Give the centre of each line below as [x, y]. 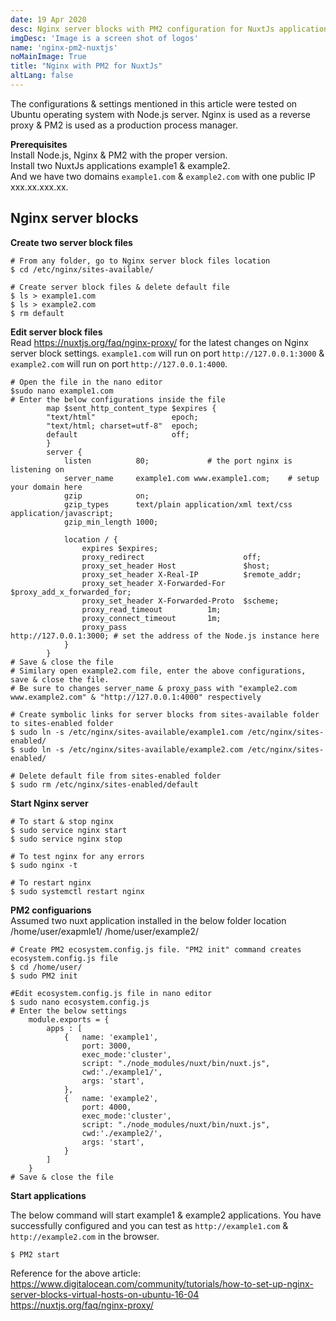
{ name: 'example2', [111, 1098]
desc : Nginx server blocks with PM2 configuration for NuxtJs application [169, 29]
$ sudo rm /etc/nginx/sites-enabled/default [104, 784]
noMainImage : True [48, 57]
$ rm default [37, 313]
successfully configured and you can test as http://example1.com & [149, 1225]
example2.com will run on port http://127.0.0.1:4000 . [119, 363]
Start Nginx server [49, 803]
